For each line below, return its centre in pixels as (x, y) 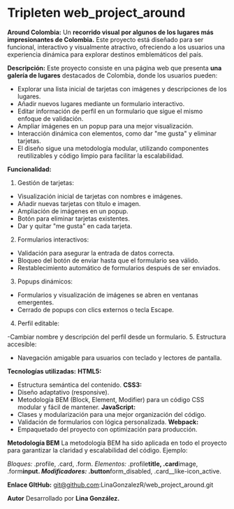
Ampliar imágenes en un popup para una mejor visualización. (105, 126)
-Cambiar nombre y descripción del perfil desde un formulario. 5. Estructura (117, 337)
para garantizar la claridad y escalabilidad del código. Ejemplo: (97, 450)
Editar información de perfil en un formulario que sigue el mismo (110, 111)
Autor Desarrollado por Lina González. (64, 498)
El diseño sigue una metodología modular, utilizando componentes (113, 148)
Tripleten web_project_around (96, 13)
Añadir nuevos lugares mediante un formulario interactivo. (101, 103)
